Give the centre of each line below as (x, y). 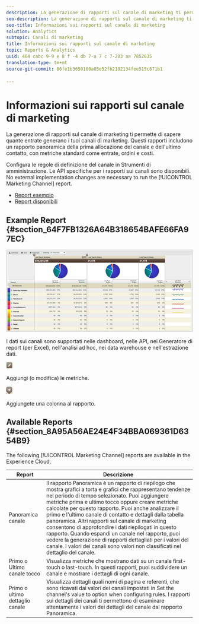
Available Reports (39, 422)
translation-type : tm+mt (37, 62)
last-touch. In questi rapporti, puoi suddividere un (127, 567)
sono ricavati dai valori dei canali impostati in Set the (110, 588)
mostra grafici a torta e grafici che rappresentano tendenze (118, 489)
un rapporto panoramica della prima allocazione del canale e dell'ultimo (94, 147)
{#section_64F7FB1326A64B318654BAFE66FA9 (97, 229)
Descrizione (118, 474)
